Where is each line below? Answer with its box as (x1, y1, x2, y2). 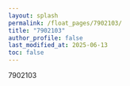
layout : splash (8, 11, 59, 20)
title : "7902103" (8, 26, 66, 34)
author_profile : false (8, 33, 83, 42)
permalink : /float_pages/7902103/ (8, 19, 123, 27)
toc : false (8, 49, 44, 57)
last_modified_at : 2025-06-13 (8, 41, 109, 49)
